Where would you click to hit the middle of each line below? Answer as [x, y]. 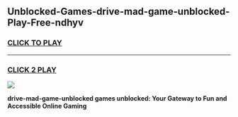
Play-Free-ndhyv [45, 23]
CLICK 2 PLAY [32, 69]
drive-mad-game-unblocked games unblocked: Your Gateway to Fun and [117, 98]
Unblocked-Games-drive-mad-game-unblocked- [119, 12]
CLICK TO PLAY [35, 43]
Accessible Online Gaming [47, 106]
